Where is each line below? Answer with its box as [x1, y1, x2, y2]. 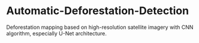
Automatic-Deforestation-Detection [6, 4, 189, 18]
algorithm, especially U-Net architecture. [6, 29, 107, 37]
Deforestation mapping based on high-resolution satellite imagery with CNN [6, 24, 194, 31]
